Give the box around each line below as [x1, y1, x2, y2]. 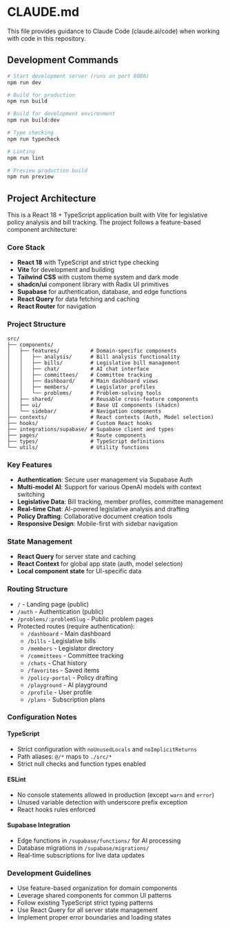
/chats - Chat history [27, 658, 87, 667]
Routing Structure [7, 584, 68, 594]
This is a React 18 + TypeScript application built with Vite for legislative [7, 211, 208, 219]
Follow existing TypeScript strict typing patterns [17, 898, 154, 907]
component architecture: [7, 226, 78, 234]
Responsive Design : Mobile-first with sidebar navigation [17, 519, 178, 528]
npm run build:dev [7, 117, 60, 124]
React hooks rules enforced [17, 805, 96, 813]
